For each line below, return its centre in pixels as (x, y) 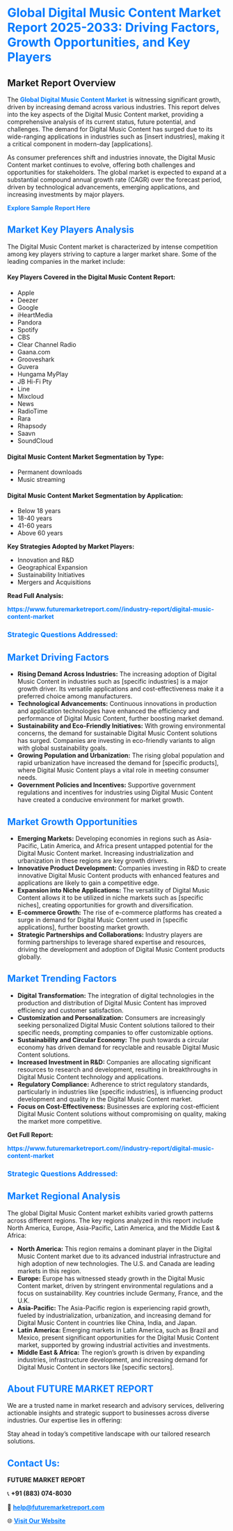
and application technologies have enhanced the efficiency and (108, 711)
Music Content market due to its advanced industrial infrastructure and (119, 1256)
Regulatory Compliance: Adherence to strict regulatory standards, (113, 1084)
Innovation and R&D (46, 560)
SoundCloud (35, 441)
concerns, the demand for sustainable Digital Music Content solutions (117, 733)
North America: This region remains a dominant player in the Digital (114, 1248)
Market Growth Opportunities (72, 822)
